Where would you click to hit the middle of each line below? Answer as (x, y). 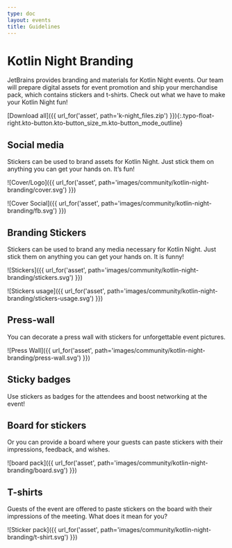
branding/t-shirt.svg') (38, 537)
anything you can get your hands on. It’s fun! (71, 169)
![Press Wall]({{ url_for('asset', (50, 350)
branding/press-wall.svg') (44, 358)
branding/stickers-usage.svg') (51, 298)
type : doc (22, 14)
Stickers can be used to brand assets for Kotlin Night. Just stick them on (110, 162)
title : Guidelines (34, 26)
